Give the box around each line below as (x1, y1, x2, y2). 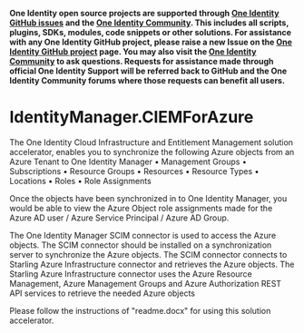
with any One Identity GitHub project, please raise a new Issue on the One (9, 36, 293, 47)
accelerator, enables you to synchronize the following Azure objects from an (9, 146, 295, 157)
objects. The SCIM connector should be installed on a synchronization (9, 240, 272, 250)
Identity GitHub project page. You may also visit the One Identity (9, 46, 257, 57)
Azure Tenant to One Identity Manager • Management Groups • (9, 156, 248, 167)
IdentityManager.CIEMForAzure (9, 107, 254, 128)
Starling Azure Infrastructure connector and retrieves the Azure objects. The (9, 259, 295, 269)
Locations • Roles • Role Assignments (9, 175, 152, 186)
